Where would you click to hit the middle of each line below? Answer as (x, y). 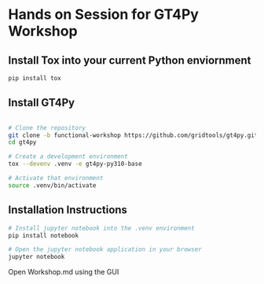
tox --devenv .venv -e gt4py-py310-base (75, 164)
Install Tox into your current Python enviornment (130, 60)
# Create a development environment (68, 157)
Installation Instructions (68, 210)
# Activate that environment (56, 179)
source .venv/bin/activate (52, 185)
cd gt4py (22, 142)
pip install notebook (44, 235)
